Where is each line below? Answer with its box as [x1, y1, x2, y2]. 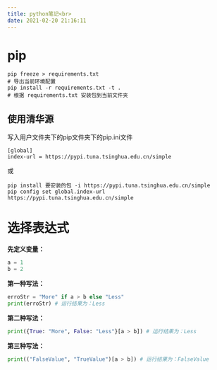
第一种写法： [7, 279, 44, 287]
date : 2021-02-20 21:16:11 [7, 17, 87, 24]
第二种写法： [7, 313, 44, 322]
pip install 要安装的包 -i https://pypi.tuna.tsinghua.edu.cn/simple [7, 182, 211, 190]
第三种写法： [7, 341, 44, 350]
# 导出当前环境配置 [7, 79, 56, 86]
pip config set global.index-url [7, 188, 106, 195]
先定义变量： [7, 245, 44, 253]
